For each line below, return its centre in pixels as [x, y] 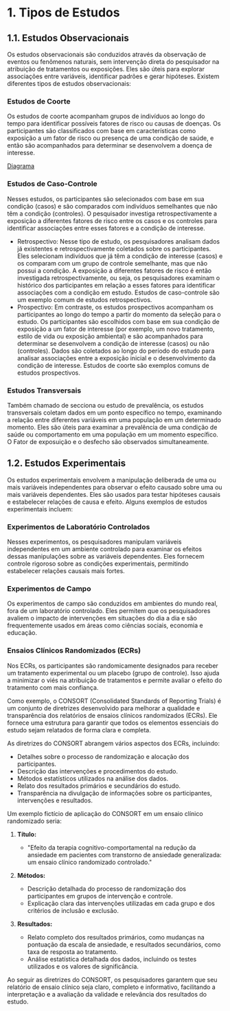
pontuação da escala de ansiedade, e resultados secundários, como [124, 944]
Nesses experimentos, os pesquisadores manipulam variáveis [94, 542]
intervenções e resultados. [55, 800]
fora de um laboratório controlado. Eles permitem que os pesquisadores [109, 611]
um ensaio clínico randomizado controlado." [90, 862]
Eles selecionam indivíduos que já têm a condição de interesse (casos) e [120, 256]
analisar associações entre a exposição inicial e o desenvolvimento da [116, 358]
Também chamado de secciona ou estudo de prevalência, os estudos [105, 405]
